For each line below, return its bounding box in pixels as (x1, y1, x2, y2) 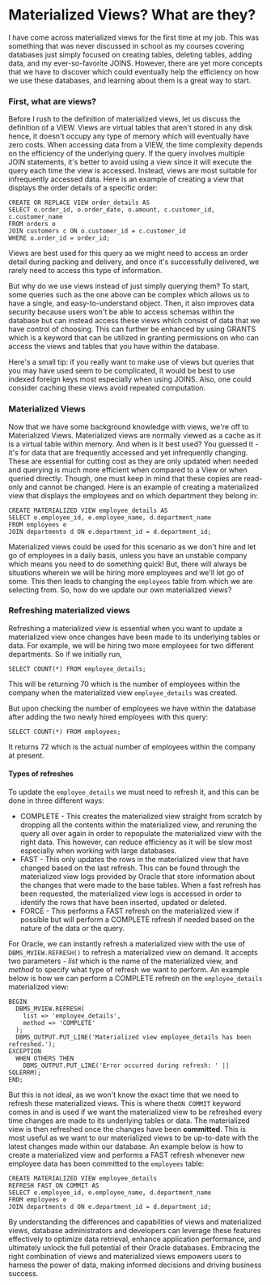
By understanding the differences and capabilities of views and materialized (8, 1217, 261, 1227)
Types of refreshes (8, 769, 74, 779)
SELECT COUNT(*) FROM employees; (8, 728, 121, 736)
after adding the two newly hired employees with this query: (8, 711, 209, 722)
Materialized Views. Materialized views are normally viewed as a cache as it (8, 430, 261, 440)
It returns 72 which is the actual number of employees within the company (8, 741, 256, 751)
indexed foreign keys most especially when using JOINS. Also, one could (8, 374, 252, 384)
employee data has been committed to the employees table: (8, 1159, 205, 1168)
